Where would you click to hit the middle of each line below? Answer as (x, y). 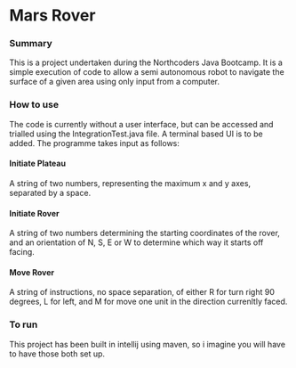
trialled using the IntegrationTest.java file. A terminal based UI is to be (136, 134)
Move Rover (32, 272)
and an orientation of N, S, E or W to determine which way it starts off (136, 242)
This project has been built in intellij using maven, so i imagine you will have (148, 344)
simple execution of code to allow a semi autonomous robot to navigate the (147, 72)
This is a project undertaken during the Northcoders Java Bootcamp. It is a (146, 62)
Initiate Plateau (38, 164)
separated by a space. (50, 192)
